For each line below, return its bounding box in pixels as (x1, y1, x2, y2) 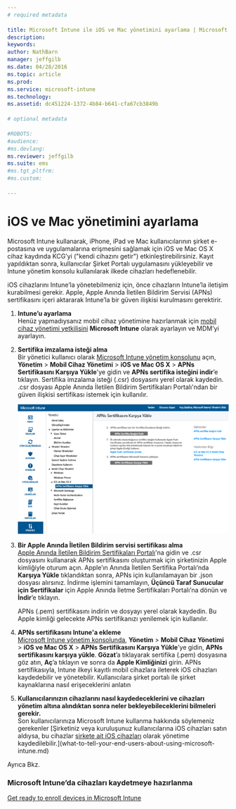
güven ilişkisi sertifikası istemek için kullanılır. (17, 390, 148, 398)
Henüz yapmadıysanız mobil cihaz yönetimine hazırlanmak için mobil (17, 316, 216, 325)
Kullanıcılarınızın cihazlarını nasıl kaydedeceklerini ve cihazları (17, 694, 205, 703)
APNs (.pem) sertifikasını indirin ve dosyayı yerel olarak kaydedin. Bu (17, 607, 217, 615)
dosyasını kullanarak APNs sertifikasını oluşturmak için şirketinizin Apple (17, 555, 227, 564)
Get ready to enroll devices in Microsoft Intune (7, 793, 142, 803)
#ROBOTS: (7, 130, 33, 137)
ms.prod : (7, 78, 33, 85)
